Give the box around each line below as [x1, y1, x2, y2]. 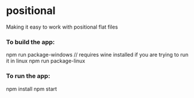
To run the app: [6, 72, 50, 80]
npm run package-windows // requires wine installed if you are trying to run [6, 51, 189, 58]
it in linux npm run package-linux [6, 57, 86, 65]
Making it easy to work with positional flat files [6, 23, 118, 30]
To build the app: [6, 38, 55, 46]
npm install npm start [6, 85, 57, 92]
